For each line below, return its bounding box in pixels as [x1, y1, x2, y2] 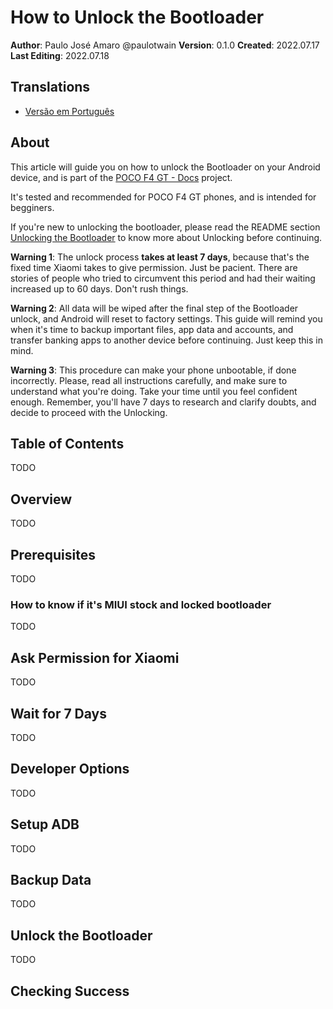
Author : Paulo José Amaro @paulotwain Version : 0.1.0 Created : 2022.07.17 [10, 39, 320, 51]
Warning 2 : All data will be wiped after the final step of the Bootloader [10, 302, 299, 314]
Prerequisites [10, 546, 96, 563]
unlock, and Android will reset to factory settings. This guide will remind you [10, 312, 323, 325]
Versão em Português [24, 105, 115, 117]
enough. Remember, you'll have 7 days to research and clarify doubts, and [10, 396, 317, 408]
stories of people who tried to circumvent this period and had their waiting [10, 272, 316, 284]
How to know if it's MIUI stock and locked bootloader [10, 597, 272, 611]
